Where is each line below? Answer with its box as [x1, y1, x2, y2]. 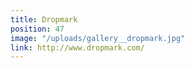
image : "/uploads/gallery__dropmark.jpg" [10, 33, 186, 43]
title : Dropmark [10, 14, 78, 25]
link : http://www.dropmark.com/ [10, 42, 145, 53]
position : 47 [10, 24, 65, 34]
